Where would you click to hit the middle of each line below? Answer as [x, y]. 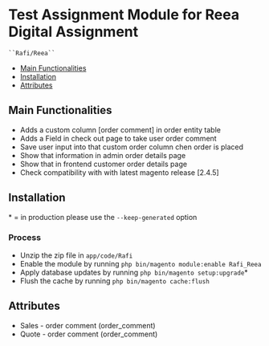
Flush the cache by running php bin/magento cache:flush [115, 281]
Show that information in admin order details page [103, 155]
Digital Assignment [73, 32]
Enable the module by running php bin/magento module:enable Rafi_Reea [141, 263]
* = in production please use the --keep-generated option [103, 217]
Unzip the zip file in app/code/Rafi [76, 255]
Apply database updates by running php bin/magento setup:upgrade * [134, 272]
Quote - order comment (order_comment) [89, 334]
